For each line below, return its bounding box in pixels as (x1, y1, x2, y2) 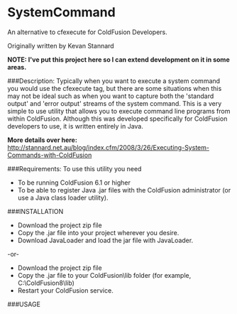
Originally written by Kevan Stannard (7, 41, 115, 50)
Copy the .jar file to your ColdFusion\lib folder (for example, (17, 271, 192, 279)
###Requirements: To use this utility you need (7, 164, 142, 173)
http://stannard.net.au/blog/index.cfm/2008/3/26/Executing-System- (7, 143, 209, 151)
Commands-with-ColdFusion (7, 151, 92, 159)
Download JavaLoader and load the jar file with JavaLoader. (17, 236, 194, 244)
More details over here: (7, 136, 78, 144)
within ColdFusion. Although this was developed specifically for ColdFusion (7, 114, 228, 123)
